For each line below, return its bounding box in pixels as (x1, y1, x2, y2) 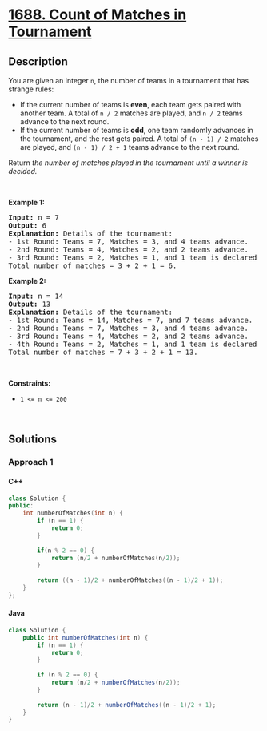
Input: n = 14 (8, 292, 64, 301)
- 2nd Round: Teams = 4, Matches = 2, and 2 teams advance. (8, 245, 249, 254)
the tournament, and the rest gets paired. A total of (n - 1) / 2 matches (19, 134, 259, 143)
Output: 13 (8, 300, 51, 309)
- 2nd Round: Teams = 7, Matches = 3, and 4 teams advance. (8, 324, 249, 333)
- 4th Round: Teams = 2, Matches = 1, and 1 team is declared (8, 340, 257, 349)
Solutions (8, 433, 58, 446)
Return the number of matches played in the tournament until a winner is (8, 158, 249, 168)
